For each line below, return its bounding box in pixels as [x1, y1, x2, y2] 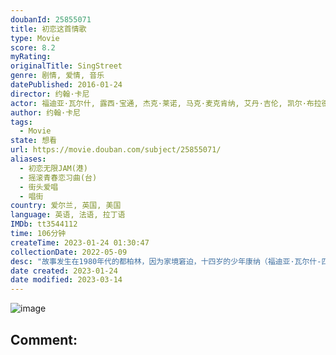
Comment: [10, 331, 78, 348]
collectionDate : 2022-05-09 [10, 247, 128, 257]
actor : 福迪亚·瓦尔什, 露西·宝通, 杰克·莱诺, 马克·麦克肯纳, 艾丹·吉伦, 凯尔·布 [10, 98, 315, 108]
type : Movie [10, 33, 60, 43]
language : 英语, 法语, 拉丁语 [10, 210, 126, 220]
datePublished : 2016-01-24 [10, 80, 123, 90]
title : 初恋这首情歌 [10, 24, 87, 34]
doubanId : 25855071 [10, 14, 92, 25]
